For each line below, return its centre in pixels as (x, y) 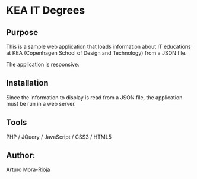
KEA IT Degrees (46, 10)
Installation (27, 83)
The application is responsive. (43, 64)
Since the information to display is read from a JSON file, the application (94, 97)
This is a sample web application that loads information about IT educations (99, 46)
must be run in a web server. (41, 103)
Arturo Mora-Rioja (28, 169)
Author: (21, 156)
